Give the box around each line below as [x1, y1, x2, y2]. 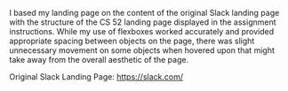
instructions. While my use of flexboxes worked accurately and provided [9, 27, 275, 36]
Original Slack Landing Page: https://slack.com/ [9, 72, 184, 82]
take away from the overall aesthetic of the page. [9, 55, 189, 64]
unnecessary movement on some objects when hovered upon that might [9, 45, 276, 56]
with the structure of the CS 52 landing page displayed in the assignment [9, 17, 277, 27]
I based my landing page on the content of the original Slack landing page [9, 8, 280, 18]
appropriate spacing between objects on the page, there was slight [9, 35, 255, 46]
